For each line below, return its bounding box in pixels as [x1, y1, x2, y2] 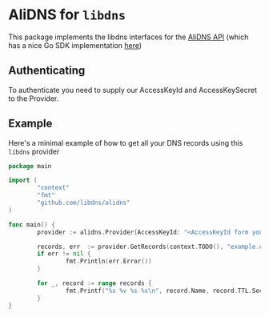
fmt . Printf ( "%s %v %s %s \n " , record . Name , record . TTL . [65, 287, 252, 295]
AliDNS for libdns [8, 6, 126, 24]
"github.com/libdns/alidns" [37, 199, 130, 207]
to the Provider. [8, 94, 59, 103]
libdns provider [8, 146, 60, 156]
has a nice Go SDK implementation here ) [8, 40, 143, 50]
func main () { [8, 220, 56, 229]
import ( [8, 176, 38, 185]
